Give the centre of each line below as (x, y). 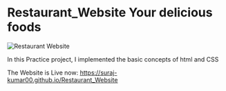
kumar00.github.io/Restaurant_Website (63, 79)
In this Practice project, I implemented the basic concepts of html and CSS (113, 59)
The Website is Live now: (43, 73)
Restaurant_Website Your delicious (110, 13)
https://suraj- (98, 73)
